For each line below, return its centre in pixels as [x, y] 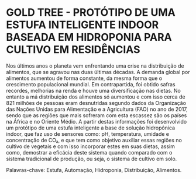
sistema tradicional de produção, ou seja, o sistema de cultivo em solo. [92, 159]
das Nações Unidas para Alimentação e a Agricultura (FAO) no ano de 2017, [97, 109]
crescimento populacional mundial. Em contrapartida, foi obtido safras [91, 84]
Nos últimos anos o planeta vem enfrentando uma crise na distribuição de [95, 66]
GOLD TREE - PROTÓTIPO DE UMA [91, 13]
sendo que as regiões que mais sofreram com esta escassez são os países [97, 115]
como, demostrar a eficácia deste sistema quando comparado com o [89, 152]
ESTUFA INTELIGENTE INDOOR [82, 25]
